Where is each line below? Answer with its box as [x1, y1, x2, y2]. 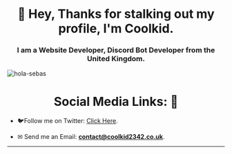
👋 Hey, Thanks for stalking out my [17, 6, 215, 22]
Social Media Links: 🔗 [53, 93, 179, 109]
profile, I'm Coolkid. [58, 21, 174, 36]
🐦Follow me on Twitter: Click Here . [17, 117, 119, 125]
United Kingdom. [87, 54, 145, 64]
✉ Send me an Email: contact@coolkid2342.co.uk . [17, 133, 165, 141]
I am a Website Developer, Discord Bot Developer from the [17, 45, 215, 55]
